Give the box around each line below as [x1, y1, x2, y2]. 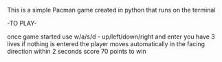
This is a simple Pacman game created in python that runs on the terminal [7, 6, 216, 14]
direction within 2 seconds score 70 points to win [7, 48, 146, 55]
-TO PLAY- [7, 19, 37, 27]
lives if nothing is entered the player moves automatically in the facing [7, 40, 205, 48]
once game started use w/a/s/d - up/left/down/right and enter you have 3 [7, 32, 215, 41]
